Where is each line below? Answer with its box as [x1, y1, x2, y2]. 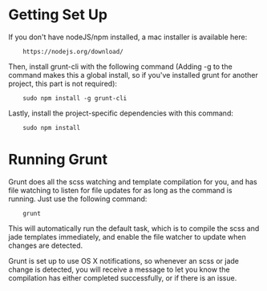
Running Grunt [8, 151, 108, 169]
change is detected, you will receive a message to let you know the [8, 265, 230, 274]
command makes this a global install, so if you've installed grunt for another [8, 70, 259, 79]
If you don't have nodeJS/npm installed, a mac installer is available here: [8, 32, 248, 42]
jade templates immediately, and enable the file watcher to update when [8, 232, 246, 241]
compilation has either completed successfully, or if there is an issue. [8, 273, 237, 282]
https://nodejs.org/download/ [22, 47, 124, 55]
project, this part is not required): [8, 79, 118, 88]
